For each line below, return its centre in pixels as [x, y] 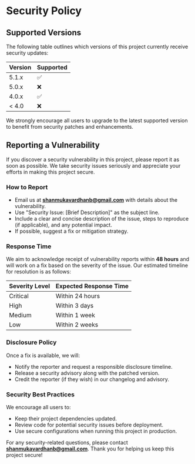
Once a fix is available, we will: [43, 355]
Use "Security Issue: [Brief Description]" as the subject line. [87, 212]
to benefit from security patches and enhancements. [70, 127]
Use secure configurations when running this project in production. [96, 431]
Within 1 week [75, 315]
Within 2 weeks [77, 325]
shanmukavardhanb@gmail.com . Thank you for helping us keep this [90, 449]
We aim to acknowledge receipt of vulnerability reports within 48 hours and [98, 259]
